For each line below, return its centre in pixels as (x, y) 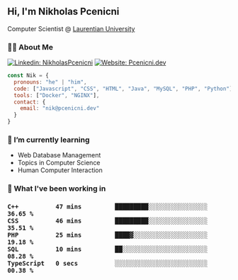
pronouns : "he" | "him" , (50, 82)
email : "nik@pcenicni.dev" (60, 108)
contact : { (30, 102)
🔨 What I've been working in (57, 189)
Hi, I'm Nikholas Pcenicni (63, 12)
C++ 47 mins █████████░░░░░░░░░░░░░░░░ (108, 207)
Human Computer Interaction (60, 170)
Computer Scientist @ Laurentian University (71, 28)
